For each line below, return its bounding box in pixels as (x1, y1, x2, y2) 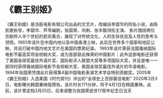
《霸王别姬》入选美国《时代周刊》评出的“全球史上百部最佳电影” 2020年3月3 (5, 75, 158, 81)
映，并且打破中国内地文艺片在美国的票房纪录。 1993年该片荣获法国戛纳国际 (5, 45, 156, 51)
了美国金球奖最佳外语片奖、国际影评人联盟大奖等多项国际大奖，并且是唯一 (5, 57, 154, 63)
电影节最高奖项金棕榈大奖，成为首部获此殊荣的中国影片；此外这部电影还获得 (5, 51, 158, 57)
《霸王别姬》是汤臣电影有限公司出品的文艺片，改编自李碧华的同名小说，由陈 (5, 21, 158, 27)
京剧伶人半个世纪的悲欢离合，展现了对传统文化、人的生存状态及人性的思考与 (5, 33, 158, 39)
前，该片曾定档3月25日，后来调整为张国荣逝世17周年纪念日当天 (5, 87, 132, 93)
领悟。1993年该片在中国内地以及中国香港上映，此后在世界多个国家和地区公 (5, 39, 155, 45)
